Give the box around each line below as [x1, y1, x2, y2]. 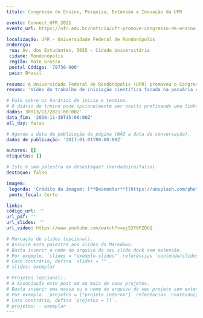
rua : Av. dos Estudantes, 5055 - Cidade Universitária [8, 48, 150, 54]
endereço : [6, 42, 31, 48]
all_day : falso [6, 120, 45, 126]
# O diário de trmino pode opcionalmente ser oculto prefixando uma [6, 103, 182, 109]
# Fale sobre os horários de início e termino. [6, 98, 129, 104]
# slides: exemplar [6, 264, 56, 270]
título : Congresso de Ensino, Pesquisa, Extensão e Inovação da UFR [6, 8, 182, 15]
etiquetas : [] [6, 153, 42, 159]
